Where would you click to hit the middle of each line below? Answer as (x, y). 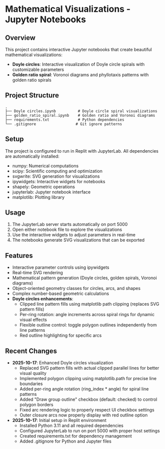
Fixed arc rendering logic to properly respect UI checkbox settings (87, 410)
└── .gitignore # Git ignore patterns (64, 124)
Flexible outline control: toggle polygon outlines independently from (88, 325)
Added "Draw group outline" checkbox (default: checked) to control (88, 399)
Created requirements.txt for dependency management (76, 436)
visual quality (33, 373)
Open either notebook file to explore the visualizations (67, 229)
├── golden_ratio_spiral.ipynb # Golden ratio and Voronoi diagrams (80, 115)
